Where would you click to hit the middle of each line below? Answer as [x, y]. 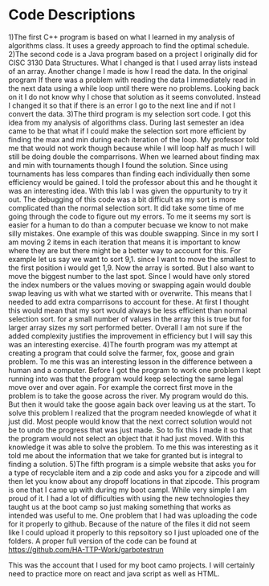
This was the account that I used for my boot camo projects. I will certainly [132, 565]
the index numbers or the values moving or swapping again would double [130, 285]
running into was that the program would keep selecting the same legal [126, 379]
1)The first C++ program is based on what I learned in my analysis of [122, 37]
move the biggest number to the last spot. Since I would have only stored [129, 276]
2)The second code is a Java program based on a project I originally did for [133, 54]
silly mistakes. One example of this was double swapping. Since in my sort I [133, 233]
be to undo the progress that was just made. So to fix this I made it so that [130, 430]
